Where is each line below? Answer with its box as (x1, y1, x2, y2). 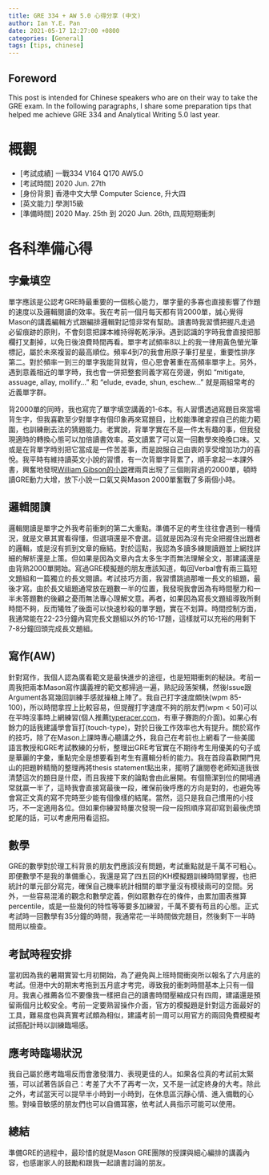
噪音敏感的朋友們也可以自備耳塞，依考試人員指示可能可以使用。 (29, 1099, 240, 1108)
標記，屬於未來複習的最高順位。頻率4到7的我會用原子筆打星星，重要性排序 (8, 347, 255, 357)
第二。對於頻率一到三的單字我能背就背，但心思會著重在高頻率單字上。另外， (8, 357, 261, 366)
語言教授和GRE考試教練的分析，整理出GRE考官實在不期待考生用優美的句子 (8, 742, 254, 752)
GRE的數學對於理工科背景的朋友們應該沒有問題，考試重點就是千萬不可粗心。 (8, 861, 261, 871)
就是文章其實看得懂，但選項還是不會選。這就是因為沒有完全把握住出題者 (22, 533, 261, 543)
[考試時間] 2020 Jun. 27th (19, 178, 106, 188)
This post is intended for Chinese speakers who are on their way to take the (8, 92, 258, 102)
